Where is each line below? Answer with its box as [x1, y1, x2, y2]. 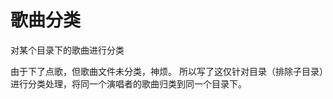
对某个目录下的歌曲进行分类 [10, 44, 125, 56]
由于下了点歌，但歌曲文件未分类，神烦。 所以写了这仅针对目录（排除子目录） [10, 65, 324, 77]
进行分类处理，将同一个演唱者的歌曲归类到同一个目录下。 [10, 77, 247, 90]
